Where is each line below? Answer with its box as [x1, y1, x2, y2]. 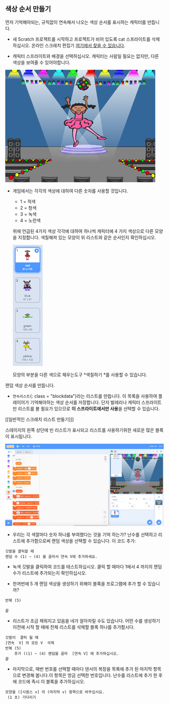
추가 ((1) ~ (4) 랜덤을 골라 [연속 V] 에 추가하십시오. [14, 651, 119, 656]
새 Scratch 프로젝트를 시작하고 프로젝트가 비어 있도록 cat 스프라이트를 [12, 36, 151, 42]
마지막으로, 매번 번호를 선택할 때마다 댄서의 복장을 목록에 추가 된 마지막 [12, 666, 152, 672]
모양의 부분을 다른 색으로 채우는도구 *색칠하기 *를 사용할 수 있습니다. [12, 372, 147, 378]
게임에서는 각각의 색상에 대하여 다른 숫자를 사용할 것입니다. [12, 188, 128, 194]
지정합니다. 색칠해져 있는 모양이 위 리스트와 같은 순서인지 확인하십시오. [18, 234, 156, 240]
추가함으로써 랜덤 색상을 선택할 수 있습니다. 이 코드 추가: [26, 538, 136, 544]
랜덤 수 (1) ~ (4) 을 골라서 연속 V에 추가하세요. [5, 554, 98, 559]
